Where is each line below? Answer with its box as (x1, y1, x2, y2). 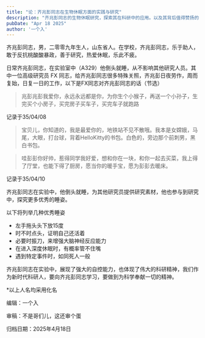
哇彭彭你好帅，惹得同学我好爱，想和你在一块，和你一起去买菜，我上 (21, 154, 193, 162)
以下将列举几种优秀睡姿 (6, 209, 65, 216)
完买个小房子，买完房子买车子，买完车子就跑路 (21, 100, 139, 108)
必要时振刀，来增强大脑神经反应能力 (15, 237, 107, 245)
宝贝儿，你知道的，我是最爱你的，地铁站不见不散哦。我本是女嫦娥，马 (21, 126, 198, 133)
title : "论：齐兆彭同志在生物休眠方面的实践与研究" (6, 9, 122, 15)
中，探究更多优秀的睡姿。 (6, 196, 71, 203)
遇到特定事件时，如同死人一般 (15, 252, 90, 260)
